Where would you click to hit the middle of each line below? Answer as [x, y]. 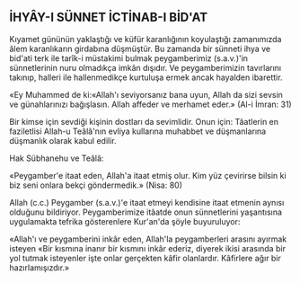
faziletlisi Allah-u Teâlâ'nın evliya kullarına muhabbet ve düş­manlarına [138, 131]
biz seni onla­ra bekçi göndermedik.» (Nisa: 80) [96, 185]
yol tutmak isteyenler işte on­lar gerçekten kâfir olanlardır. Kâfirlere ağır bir [145, 258]
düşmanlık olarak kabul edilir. [63, 140]
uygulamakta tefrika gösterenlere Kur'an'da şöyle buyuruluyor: [125, 221]
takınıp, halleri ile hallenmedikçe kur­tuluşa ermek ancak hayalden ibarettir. [146, 77]
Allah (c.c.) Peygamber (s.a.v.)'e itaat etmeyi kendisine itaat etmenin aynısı [147, 202]
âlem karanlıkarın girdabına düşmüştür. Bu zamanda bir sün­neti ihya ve [140, 48]
